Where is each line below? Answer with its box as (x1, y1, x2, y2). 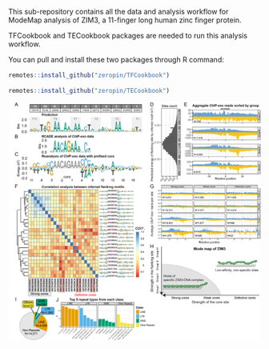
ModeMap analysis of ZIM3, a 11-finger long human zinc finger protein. (8, 15, 242, 25)
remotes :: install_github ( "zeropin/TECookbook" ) (8, 86, 171, 94)
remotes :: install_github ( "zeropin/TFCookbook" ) (8, 71, 171, 79)
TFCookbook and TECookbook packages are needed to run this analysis (8, 31, 248, 40)
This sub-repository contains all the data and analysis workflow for (8, 7, 229, 16)
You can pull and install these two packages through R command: (8, 55, 224, 64)
